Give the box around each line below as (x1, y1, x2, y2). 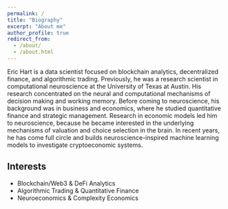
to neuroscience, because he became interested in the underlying (7, 119, 194, 127)
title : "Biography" (7, 17, 63, 23)
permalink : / (7, 10, 45, 17)
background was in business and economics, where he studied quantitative (7, 104, 222, 112)
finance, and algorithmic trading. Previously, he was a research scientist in (7, 74, 218, 83)
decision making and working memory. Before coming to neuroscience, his (7, 97, 220, 105)
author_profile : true (7, 29, 70, 37)
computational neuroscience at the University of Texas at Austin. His (7, 82, 202, 90)
